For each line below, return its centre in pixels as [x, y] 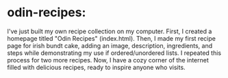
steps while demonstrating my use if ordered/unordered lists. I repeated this [114, 53]
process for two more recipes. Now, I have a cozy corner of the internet [108, 60]
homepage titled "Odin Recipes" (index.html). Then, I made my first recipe [111, 38]
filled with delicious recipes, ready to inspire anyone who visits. [97, 67]
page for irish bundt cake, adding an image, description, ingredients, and [110, 45]
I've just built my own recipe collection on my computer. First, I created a [110, 31]
